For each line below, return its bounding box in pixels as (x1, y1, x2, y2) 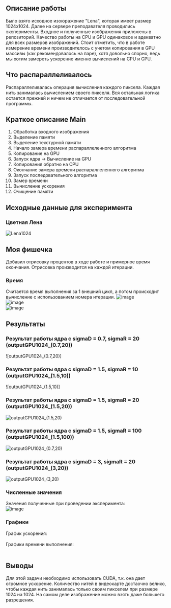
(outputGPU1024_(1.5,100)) (6, 434, 74, 441)
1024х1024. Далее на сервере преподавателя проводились (6, 23, 135, 29)
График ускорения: (6, 530, 47, 536)
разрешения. (6, 597, 35, 603)
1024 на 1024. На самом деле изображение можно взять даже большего (6, 591, 165, 597)
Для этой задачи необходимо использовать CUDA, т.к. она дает (6, 575, 146, 581)
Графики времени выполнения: (6, 541, 74, 547)
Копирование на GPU (13, 150, 60, 156)
